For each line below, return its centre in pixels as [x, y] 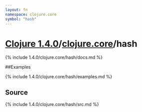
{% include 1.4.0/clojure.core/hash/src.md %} [52, 105]
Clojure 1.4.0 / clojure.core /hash [71, 44]
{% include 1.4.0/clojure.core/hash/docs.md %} [54, 57]
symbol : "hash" [21, 19]
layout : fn [16, 10]
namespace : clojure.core [31, 14]
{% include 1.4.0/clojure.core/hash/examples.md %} [59, 77]
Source [17, 92]
